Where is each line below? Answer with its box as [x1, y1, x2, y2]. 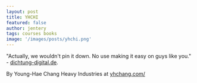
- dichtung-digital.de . [6, 59, 58, 66]
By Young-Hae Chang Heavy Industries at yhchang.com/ [6, 71, 146, 77]
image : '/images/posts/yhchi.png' [6, 36, 92, 42]
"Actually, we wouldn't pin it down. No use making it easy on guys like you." [6, 53, 192, 59]
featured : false [6, 20, 46, 25]
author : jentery [6, 25, 46, 31]
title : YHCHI [6, 14, 39, 20]
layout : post [6, 8, 39, 15]
